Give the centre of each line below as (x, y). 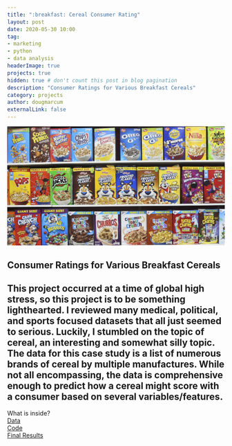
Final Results (25, 436)
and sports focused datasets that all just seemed (115, 321)
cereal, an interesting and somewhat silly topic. (111, 342)
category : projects (35, 95)
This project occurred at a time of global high (106, 288)
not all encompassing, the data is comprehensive (115, 375)
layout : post (26, 22)
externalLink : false (37, 110)
